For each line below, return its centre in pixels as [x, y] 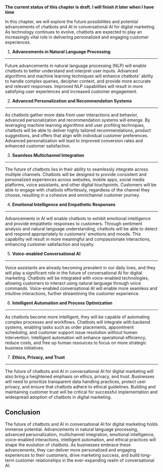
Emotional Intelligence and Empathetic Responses [64, 204]
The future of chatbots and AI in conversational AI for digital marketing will [79, 371]
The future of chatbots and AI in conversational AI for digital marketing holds [81, 424]
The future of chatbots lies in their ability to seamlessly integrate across [77, 169]
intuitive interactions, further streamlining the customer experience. [72, 293]
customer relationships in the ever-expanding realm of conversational [85, 460]
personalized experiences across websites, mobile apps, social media [75, 180]
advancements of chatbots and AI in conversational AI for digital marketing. [80, 27]
